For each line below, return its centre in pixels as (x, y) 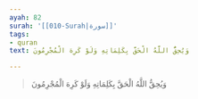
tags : (19, 34)
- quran (24, 42)
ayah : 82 (25, 17)
